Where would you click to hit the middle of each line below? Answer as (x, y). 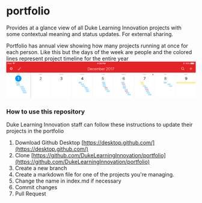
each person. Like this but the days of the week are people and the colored (99, 52)
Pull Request (30, 194)
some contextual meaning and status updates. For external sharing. (90, 34)
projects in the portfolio (35, 131)
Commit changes (36, 187)
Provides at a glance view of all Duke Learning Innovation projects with (94, 28)
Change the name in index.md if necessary (68, 181)
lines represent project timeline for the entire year (68, 58)
